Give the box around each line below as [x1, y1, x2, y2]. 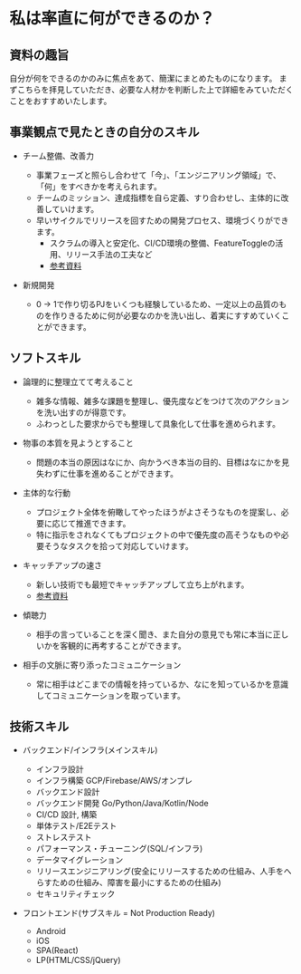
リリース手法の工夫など [65, 248, 153, 259]
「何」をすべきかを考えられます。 [35, 180, 163, 191]
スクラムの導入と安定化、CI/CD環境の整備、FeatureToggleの [49, 237, 276, 248]
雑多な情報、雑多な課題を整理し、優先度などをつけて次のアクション [35, 395, 289, 406]
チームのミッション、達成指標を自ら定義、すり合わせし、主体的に [35, 192, 282, 203]
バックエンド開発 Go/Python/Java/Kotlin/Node [35, 798, 210, 809]
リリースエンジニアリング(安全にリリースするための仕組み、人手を [35, 866, 285, 877]
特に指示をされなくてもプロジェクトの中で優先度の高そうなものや [35, 529, 282, 540]
